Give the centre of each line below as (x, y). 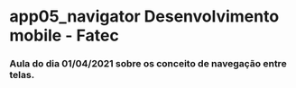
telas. (22, 75)
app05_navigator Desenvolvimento (144, 17)
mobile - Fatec (64, 35)
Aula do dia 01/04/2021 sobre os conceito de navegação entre (148, 64)
